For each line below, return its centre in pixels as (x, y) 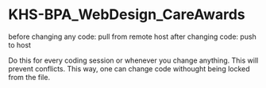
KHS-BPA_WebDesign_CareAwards (127, 15)
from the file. (29, 77)
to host (20, 44)
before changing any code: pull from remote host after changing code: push (132, 36)
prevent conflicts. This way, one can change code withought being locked (129, 68)
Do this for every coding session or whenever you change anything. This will (133, 60)
